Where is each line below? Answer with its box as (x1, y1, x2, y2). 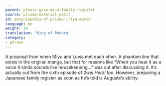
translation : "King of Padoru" (5, 30, 71, 35)
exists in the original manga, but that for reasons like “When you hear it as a (5, 58, 161, 65)
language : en (5, 21, 33, 26)
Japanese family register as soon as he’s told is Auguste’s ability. (5, 74, 139, 80)
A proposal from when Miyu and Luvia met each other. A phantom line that (5, 53, 159, 59)
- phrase (5, 40, 24, 45)
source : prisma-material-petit (5, 12, 71, 17)
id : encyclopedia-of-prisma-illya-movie (5, 16, 91, 21)
